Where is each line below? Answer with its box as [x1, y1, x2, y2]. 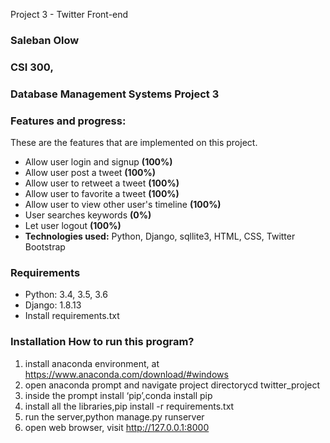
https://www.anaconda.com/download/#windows [24, 368, 229, 380]
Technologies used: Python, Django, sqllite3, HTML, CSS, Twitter [24, 230, 296, 243]
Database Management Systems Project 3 [10, 87, 220, 101]
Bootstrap [24, 241, 66, 253]
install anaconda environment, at [24, 357, 160, 369]
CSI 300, [10, 60, 54, 74]
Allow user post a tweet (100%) [24, 167, 157, 179]
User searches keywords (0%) [24, 209, 152, 221]
